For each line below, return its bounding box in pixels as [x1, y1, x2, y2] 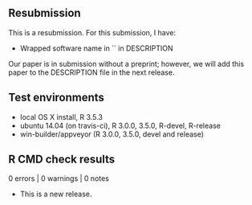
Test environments [8, 91, 104, 105]
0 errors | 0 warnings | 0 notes [8, 174, 110, 183]
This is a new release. [19, 189, 92, 199]
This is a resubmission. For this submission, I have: [8, 27, 177, 37]
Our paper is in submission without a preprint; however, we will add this [8, 59, 245, 68]
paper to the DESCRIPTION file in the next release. [8, 68, 175, 77]
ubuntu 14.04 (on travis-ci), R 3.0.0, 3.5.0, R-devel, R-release [19, 121, 221, 130]
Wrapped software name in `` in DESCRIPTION [19, 43, 173, 53]
